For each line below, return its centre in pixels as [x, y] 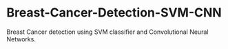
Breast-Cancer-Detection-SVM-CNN [114, 13]
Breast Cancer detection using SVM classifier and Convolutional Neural [107, 32]
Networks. [21, 39]
